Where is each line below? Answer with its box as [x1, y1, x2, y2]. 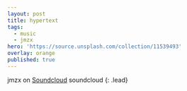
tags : [7, 23, 23, 30]
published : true [7, 56, 55, 63]
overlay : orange [7, 50, 55, 57]
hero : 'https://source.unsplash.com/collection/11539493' [7, 43, 182, 50]
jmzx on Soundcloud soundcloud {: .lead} [7, 75, 129, 84]
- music [13, 30, 37, 37]
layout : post [7, 10, 46, 18]
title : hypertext [7, 17, 59, 24]
